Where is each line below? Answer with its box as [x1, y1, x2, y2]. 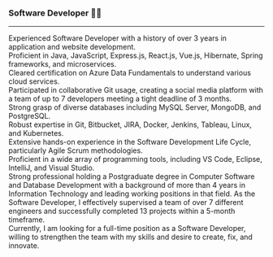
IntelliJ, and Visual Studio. [8, 163, 95, 173]
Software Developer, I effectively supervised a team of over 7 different [8, 198, 244, 207]
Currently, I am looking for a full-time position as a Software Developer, [8, 224, 246, 233]
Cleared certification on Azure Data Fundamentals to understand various [8, 68, 252, 78]
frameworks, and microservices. [8, 59, 117, 69]
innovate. [8, 241, 40, 250]
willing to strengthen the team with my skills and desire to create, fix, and [8, 232, 253, 242]
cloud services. [8, 76, 60, 86]
